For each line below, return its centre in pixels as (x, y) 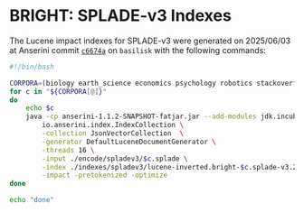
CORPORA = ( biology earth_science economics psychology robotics (131, 83)
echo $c (40, 108)
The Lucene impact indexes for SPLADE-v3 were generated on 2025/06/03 (150, 41)
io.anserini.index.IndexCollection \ (113, 125)
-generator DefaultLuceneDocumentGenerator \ (129, 142)
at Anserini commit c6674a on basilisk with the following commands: (138, 50)
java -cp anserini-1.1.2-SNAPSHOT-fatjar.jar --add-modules (141, 117)
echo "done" (32, 200)
